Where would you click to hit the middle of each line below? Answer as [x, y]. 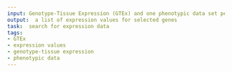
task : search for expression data [58, 26]
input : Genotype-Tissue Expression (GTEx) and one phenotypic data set [112, 13]
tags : [15, 33]
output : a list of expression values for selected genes [92, 20]
